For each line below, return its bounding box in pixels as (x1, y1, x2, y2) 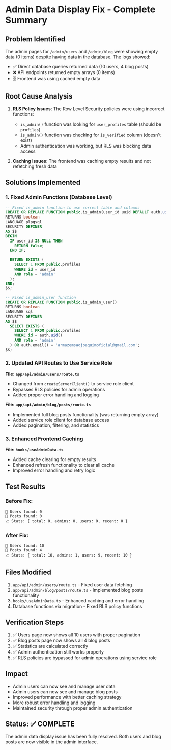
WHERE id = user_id (14, 267, 56, 272)
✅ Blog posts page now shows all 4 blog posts (12, 637, 110, 643)
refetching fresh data (12, 163, 57, 170)
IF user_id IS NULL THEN (10, 238, 63, 244)
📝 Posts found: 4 (5, 548, 42, 553)
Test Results (5, 482, 46, 491)
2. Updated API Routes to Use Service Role (5, 359, 112, 366)
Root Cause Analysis (5, 92, 73, 101)
